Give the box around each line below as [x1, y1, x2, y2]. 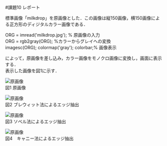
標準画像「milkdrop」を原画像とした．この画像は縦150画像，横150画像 [5, 15, 151, 21]
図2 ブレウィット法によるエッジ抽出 [5, 102, 79, 107]
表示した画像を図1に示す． [5, 68, 60, 74]
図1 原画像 [5, 85, 26, 90]
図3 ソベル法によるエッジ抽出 [5, 118, 66, 124]
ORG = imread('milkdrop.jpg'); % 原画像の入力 [5, 32, 100, 38]
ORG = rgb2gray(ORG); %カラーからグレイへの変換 [5, 38, 111, 44]
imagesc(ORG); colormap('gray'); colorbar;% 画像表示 [5, 45, 116, 50]
